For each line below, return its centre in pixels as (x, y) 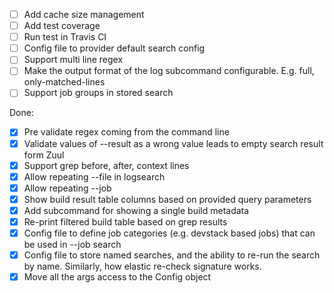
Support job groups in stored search (98, 93)
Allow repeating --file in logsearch (94, 176)
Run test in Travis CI (65, 37)
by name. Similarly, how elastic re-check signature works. (142, 266)
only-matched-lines (64, 82)
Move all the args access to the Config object (117, 277)
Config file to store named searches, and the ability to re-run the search (172, 255)
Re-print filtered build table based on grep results (125, 221)
